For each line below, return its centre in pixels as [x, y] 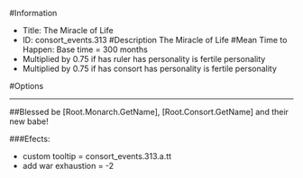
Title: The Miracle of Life [68, 30]
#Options [27, 86]
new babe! [29, 121]
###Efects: [30, 139]
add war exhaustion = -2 [68, 166]
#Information [33, 13]
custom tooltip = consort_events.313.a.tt [97, 156]
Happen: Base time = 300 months [85, 49]
